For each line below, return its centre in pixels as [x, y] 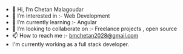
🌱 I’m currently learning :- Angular [54, 22]
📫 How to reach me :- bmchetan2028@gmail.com [75, 35]
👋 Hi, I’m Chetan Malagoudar [48, 9]
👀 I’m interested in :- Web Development [61, 16]
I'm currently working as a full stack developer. [70, 44]
